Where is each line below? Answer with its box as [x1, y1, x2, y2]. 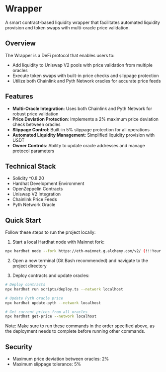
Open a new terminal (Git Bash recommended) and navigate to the [12, 258, 148, 264]
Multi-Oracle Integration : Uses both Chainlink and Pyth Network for [12, 105, 153, 111]
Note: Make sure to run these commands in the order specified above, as [5, 323, 155, 329]
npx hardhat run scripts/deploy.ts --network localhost [5, 286, 123, 291]
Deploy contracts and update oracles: [12, 273, 90, 279]
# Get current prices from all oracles [5, 309, 88, 314]
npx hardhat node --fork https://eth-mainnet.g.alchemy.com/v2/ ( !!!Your [5, 249, 162, 254]
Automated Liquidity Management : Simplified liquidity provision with [12, 132, 155, 138]
